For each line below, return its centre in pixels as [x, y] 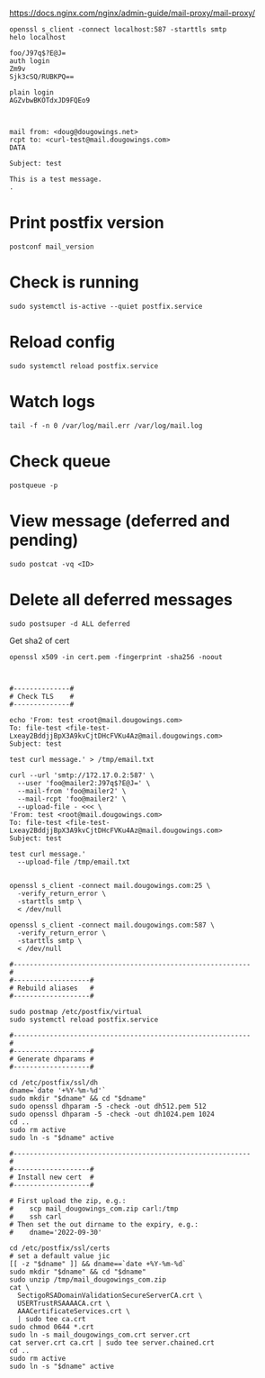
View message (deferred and [120, 521]
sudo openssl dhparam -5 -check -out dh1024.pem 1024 [112, 1114]
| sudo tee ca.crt [52, 1319]
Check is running [74, 282]
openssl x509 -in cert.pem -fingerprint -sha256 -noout [116, 657]
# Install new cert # [52, 1177]
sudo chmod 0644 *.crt [52, 1327]
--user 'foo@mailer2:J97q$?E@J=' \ [84, 783]
